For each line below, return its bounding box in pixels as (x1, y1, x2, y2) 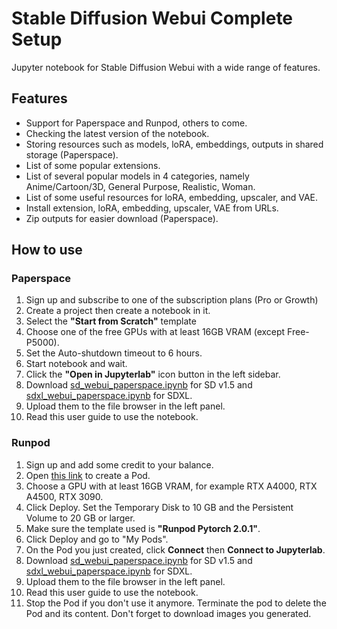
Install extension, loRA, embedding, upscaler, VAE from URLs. (25, 202, 279, 214)
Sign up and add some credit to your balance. (25, 458, 214, 471)
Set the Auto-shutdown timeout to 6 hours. (25, 347, 203, 359)
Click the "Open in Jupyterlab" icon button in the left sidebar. (25, 368, 281, 381)
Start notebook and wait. (25, 358, 128, 370)
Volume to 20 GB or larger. (25, 512, 136, 524)
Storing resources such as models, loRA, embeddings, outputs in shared (25, 138, 324, 150)
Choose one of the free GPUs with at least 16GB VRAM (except (25, 326, 286, 338)
